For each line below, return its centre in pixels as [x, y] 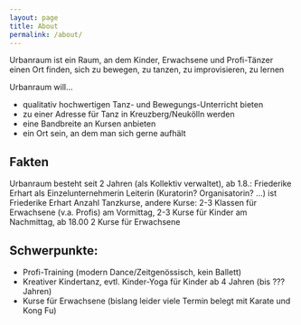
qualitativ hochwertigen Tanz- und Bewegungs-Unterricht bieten [143, 105]
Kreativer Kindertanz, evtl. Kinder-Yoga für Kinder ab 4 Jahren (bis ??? [154, 282]
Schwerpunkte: [54, 251]
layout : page [34, 18]
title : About [34, 26]
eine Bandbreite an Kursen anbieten [89, 124]
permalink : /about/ [46, 34]
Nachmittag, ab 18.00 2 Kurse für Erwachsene [95, 222]
